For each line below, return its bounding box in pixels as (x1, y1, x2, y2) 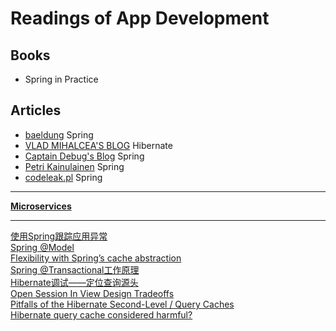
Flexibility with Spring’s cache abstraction (10, 252, 182, 264)
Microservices (10, 200, 72, 212)
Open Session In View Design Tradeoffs (10, 287, 175, 299)
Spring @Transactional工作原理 (10, 263, 140, 276)
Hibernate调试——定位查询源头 (10, 276, 139, 288)
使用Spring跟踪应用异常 (10, 230, 108, 242)
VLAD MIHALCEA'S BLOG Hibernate (24, 139, 173, 151)
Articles (10, 102, 62, 119)
